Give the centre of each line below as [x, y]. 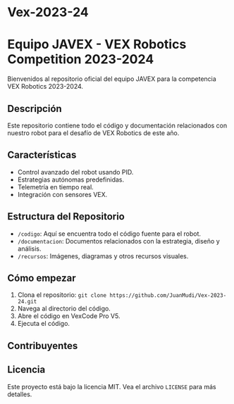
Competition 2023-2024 [81, 59]
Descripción [35, 109]
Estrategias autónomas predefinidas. [71, 179]
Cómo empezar [42, 278]
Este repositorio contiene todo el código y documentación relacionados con [117, 125]
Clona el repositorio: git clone [62, 295]
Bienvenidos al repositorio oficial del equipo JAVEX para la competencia [112, 79]
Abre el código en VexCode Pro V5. [69, 316]
